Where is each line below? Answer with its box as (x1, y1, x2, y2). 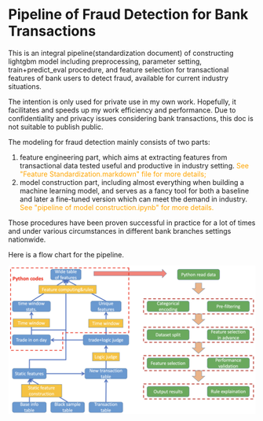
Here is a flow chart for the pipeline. (8, 249, 124, 259)
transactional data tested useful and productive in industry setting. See (19, 161, 250, 170)
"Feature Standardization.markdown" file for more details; (19, 169, 206, 179)
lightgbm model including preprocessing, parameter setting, (8, 57, 203, 66)
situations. (8, 81, 42, 91)
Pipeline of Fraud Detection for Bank (8, 6, 249, 24)
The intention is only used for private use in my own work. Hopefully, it (8, 97, 237, 106)
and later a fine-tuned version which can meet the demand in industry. (19, 194, 248, 204)
